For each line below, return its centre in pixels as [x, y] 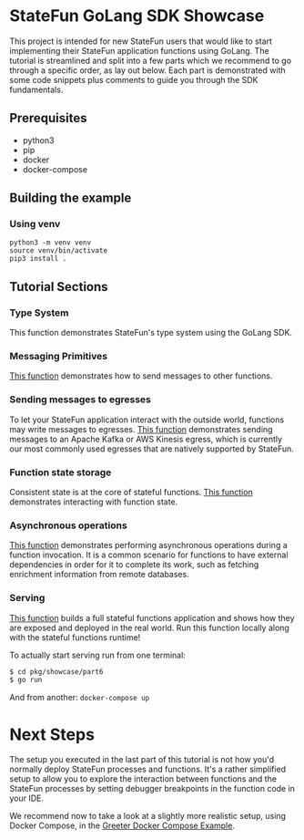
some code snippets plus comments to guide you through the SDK [134, 79]
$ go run [26, 680]
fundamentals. [36, 89]
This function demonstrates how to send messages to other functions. [141, 376]
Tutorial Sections [59, 287]
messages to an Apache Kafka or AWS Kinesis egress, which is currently [146, 439]
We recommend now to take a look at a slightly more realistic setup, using [148, 816]
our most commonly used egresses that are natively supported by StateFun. [152, 449]
